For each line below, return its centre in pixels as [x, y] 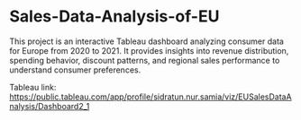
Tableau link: [33, 87]
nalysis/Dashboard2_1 [50, 106]
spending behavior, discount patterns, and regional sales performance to [145, 60]
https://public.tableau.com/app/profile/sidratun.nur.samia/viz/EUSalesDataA [150, 97]
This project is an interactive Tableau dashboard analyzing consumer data [146, 41]
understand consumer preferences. [75, 70]
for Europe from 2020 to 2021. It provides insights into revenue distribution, [149, 50]
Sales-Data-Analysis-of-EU [114, 17]
